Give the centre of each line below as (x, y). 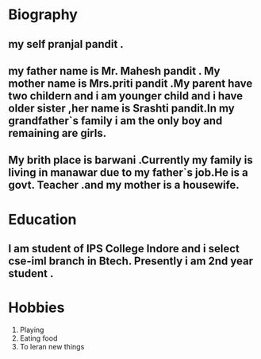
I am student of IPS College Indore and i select (124, 248)
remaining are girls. (58, 133)
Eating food (38, 338)
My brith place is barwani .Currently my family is (130, 160)
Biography (43, 15)
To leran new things (52, 346)
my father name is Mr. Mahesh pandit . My (114, 70)
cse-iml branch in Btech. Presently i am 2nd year (131, 261)
